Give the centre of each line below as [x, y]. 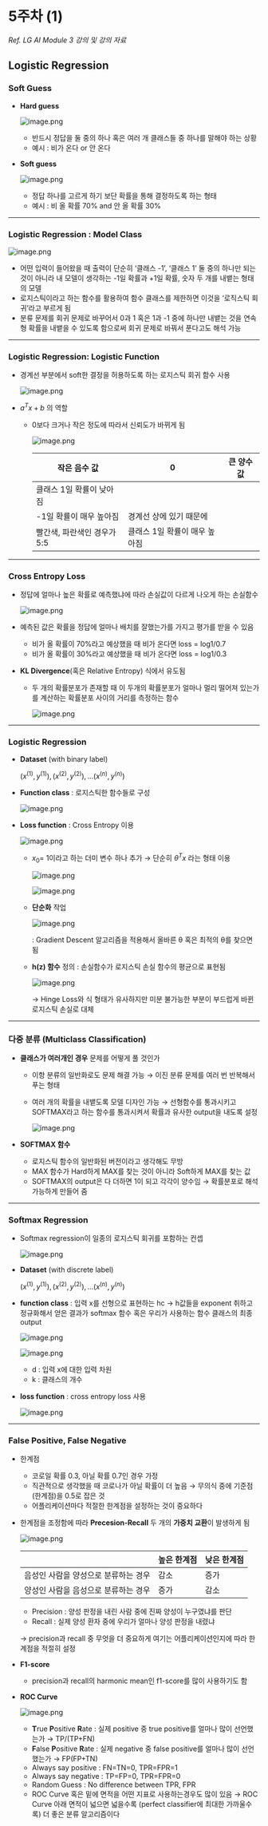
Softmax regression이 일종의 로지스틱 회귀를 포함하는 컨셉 [111, 1238]
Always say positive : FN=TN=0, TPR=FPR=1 [104, 1768]
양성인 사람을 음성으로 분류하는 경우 [87, 1590]
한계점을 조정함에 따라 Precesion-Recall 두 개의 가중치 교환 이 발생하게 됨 [135, 1523]
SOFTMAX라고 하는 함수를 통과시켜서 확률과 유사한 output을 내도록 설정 [144, 1111]
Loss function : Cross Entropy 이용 [77, 825]
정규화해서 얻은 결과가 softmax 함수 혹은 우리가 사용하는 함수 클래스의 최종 [136, 1313]
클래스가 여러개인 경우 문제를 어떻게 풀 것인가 [90, 1058]
